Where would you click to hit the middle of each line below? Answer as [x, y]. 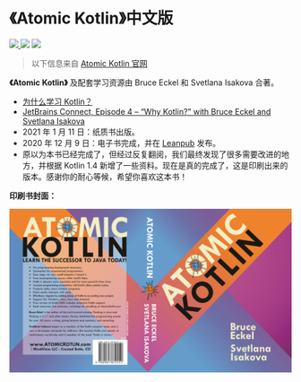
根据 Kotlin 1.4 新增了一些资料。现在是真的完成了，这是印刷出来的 [167, 165]
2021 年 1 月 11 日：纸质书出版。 [81, 132]
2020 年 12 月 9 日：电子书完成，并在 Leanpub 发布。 [121, 143]
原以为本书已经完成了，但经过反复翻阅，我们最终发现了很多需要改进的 [152, 154]
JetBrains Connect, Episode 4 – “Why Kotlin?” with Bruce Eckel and [146, 111]
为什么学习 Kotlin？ [57, 101]
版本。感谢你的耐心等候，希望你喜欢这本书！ [105, 177]
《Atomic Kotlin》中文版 [91, 18]
